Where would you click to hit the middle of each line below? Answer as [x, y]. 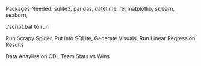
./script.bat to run [27, 27]
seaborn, [17, 15]
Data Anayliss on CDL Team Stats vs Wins [57, 56]
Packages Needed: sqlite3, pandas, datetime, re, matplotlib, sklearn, [90, 9]
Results [15, 45]
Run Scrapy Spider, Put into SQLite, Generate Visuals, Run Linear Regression [100, 38]
